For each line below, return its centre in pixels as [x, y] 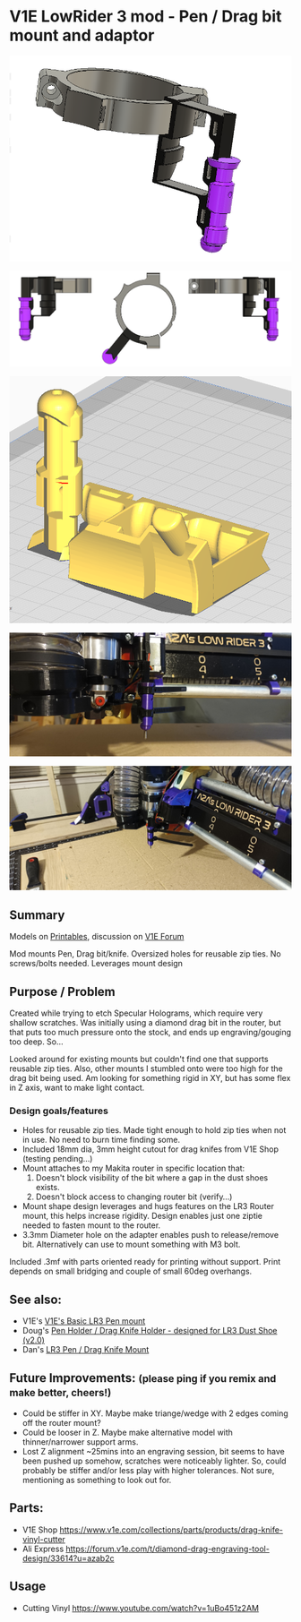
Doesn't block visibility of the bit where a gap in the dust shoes [152, 1178]
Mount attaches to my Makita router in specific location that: [133, 1168]
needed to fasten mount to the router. [91, 1225]
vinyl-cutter [43, 1539]
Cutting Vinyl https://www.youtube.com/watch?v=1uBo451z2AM [141, 1608]
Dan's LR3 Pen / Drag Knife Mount [86, 1350]
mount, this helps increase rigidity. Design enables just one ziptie [142, 1216]
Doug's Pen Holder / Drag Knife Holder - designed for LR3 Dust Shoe [150, 1331]
